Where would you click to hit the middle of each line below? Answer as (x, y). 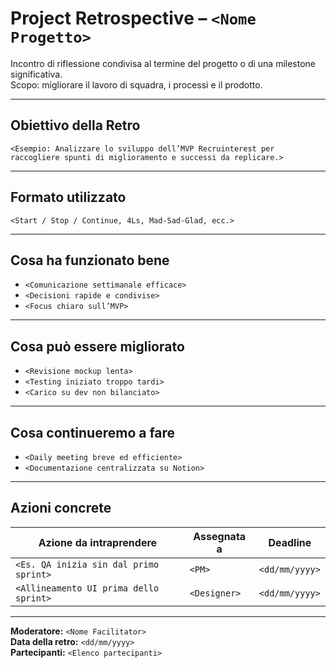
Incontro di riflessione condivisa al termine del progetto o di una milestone (163, 63)
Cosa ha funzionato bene (90, 260)
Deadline (290, 542)
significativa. (36, 74)
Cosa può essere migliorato (97, 346)
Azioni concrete (61, 508)
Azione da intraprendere (98, 542)
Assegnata (220, 536)
